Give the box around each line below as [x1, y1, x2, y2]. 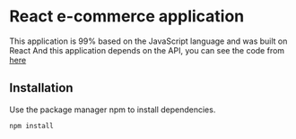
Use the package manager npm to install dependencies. [9, 104, 216, 115]
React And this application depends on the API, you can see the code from [9, 45, 285, 55]
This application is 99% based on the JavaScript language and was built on [9, 36, 288, 46]
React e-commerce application [9, 6, 245, 27]
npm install [9, 121, 54, 130]
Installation [9, 80, 74, 95]
